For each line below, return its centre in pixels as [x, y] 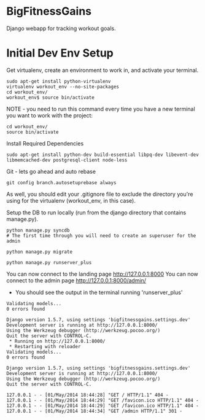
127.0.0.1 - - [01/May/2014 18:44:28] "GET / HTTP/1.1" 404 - [87, 395]
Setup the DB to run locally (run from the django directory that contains [96, 212]
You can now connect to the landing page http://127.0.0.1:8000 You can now [102, 274]
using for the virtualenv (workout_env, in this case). [71, 200]
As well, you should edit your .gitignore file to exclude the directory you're [100, 194]
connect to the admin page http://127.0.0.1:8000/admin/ [76, 280]
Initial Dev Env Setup [60, 53]
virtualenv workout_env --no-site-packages [63, 87]
